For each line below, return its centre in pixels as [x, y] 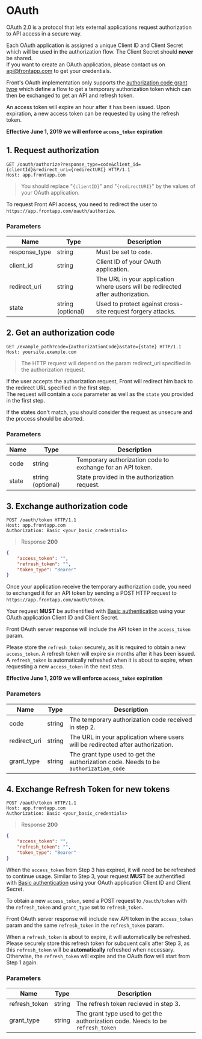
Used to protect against [129, 304]
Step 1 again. [22, 962]
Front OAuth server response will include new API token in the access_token [100, 918]
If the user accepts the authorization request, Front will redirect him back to [100, 381]
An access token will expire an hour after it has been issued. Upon [88, 107]
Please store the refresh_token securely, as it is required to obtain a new [96, 647]
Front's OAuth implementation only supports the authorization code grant [97, 83]
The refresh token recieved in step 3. [128, 1004]
